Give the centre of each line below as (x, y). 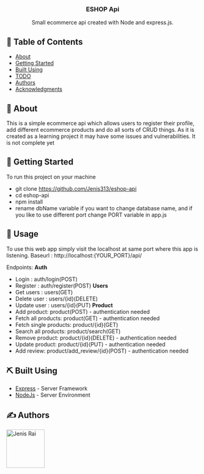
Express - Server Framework (51, 389)
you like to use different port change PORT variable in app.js (91, 215)
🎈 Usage (22, 234)
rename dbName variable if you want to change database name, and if (104, 208)
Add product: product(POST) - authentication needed (82, 312)
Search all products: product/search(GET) (68, 331)
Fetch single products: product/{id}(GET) (67, 324)
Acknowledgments (39, 89)
